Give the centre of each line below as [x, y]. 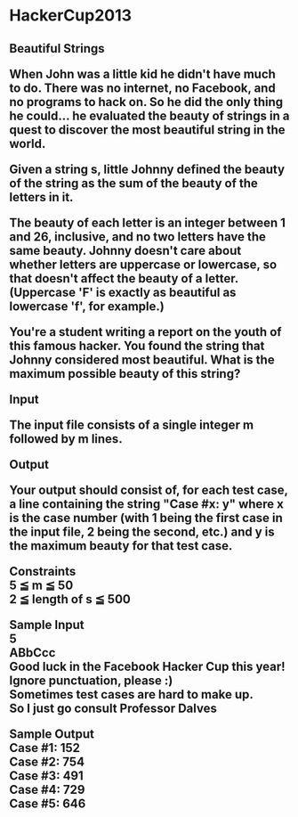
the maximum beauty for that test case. [121, 546]
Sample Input [47, 625]
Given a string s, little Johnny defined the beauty [147, 169]
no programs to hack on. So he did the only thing [146, 102]
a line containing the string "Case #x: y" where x [147, 504]
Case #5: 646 [48, 803]
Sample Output [52, 734]
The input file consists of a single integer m [132, 425]
